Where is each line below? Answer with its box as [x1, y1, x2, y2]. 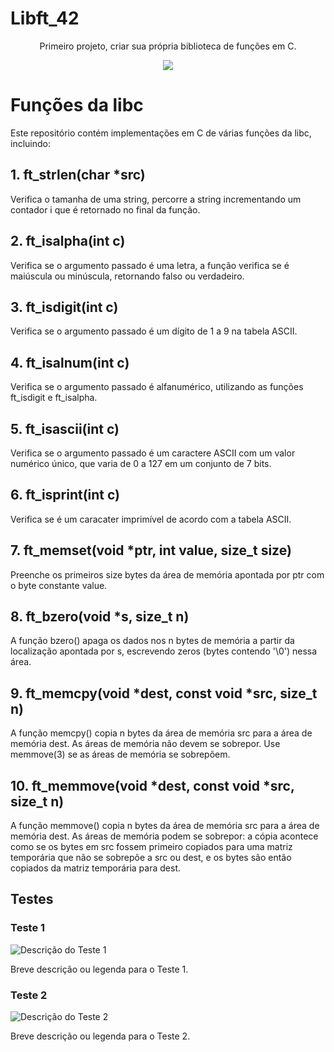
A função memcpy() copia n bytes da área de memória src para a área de [10, 727, 313, 739]
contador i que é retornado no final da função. [10, 203, 201, 216]
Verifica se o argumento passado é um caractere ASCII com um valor [10, 447, 296, 459]
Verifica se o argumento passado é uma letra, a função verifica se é [10, 259, 290, 271]
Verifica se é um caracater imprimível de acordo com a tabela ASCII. [10, 513, 292, 525]
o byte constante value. [10, 579, 108, 591]
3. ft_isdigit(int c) [10, 298, 119, 316]
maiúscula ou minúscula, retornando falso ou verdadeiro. [10, 270, 245, 282]
